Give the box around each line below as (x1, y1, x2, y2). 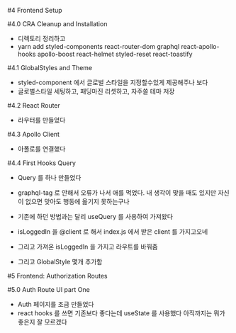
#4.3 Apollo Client (7, 130, 60, 138)
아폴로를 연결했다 (17, 145, 66, 153)
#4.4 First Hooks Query (7, 159, 76, 167)
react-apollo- (180, 43, 220, 50)
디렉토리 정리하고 (17, 35, 66, 43)
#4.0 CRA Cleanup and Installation (7, 20, 108, 28)
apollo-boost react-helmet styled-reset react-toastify (37, 50, 193, 58)
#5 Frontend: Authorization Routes (7, 272, 108, 280)
